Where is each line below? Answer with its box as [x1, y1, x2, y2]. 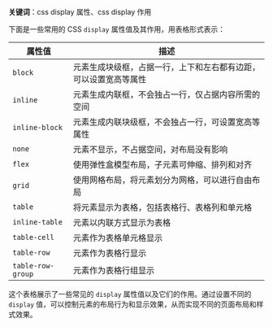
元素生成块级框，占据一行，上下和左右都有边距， [72, 62, 261, 72]
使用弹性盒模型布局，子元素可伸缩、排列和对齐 [72, 159, 253, 170]
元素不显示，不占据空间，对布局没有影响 [72, 144, 228, 155]
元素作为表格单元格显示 [72, 233, 163, 243]
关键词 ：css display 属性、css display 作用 [8, 7, 152, 16]
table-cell [12, 233, 54, 242]
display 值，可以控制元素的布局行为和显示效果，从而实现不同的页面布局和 [8, 299, 258, 309]
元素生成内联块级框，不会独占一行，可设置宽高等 [72, 116, 261, 128]
